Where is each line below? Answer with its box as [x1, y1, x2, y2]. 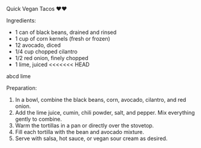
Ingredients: [6, 17, 36, 24]
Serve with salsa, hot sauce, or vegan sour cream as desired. [15, 135, 168, 142]
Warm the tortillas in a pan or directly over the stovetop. [15, 122, 154, 129]
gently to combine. [15, 115, 62, 123]
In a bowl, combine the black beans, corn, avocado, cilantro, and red [15, 96, 186, 103]
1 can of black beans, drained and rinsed [15, 29, 117, 36]
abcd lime [6, 73, 31, 79]
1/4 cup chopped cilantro [15, 48, 77, 55]
